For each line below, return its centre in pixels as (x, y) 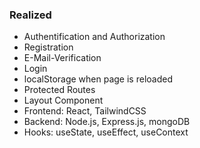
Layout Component (63, 100)
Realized (30, 15)
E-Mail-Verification (62, 58)
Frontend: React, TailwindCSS (85, 111)
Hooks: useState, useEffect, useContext (106, 132)
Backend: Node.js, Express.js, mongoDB (107, 122)
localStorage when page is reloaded (98, 79)
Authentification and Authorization (94, 37)
